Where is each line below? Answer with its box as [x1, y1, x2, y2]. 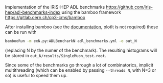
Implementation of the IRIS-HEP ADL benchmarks [5, 4, 105, 10]
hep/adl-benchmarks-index [5, 9, 61, 15]
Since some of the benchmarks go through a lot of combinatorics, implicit [5, 62, 153, 68]
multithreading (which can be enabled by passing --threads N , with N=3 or [5, 67, 157, 73]
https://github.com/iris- [106, 4, 153, 10]
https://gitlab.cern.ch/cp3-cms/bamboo [5, 15, 86, 20]
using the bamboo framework [61, 9, 121, 15]
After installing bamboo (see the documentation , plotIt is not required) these [5, 24, 158, 30]
